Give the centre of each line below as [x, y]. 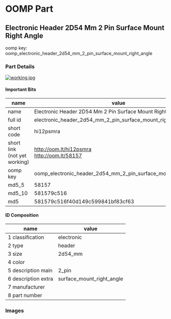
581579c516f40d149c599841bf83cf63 [84, 201]
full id [15, 119]
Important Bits [21, 89]
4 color [16, 262]
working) [19, 162]
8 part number [25, 295]
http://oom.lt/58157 [58, 155]
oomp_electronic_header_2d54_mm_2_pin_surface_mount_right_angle [79, 53]
